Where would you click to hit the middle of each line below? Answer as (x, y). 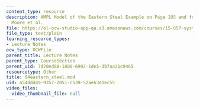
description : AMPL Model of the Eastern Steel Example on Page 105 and (96, 17)
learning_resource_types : (38, 39)
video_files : (22, 88)
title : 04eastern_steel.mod (41, 77)
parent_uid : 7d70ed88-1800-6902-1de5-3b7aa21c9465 (70, 66)
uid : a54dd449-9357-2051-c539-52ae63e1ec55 (61, 83)
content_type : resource (36, 11)
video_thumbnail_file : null (46, 94)
